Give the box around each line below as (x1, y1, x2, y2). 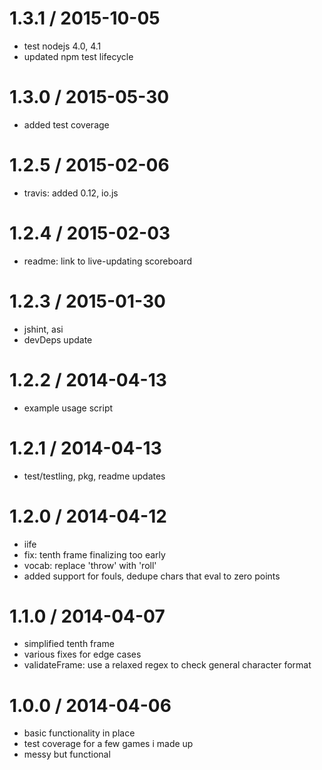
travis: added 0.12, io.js (23, 187, 119, 199)
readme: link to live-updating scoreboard (23, 255, 192, 267)
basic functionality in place (23, 727, 136, 739)
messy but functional (23, 748, 111, 761)
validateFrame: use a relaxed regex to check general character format (23, 659, 312, 671)
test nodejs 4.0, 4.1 (23, 40, 102, 52)
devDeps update (23, 333, 93, 346)
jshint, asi (23, 323, 64, 335)
